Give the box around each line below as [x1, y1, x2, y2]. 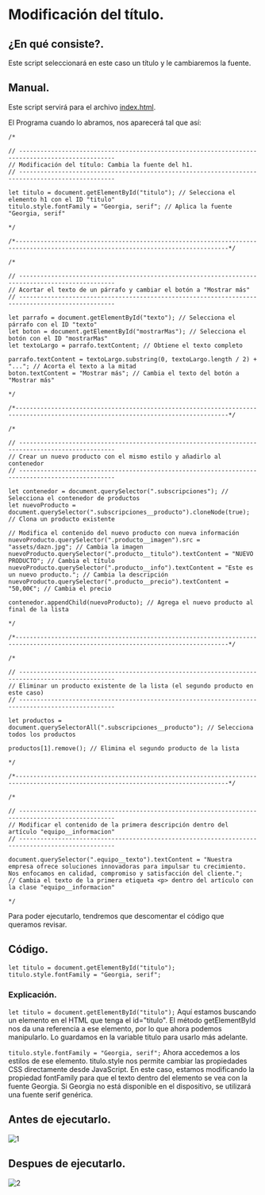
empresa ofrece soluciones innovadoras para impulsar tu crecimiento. [8, 862, 247, 870]
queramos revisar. [8, 919, 67, 929]
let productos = [8, 716, 62, 724]
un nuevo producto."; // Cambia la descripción [8, 570, 169, 579]
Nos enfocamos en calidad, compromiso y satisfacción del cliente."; [8, 869, 244, 877]
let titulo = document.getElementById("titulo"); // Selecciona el [8, 188, 236, 196]
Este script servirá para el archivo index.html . [8, 102, 156, 112]
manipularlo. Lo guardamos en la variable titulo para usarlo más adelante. [8, 1032, 248, 1042]
